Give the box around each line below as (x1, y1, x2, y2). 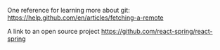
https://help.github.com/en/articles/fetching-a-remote (7, 13, 164, 22)
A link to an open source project (7, 27, 100, 35)
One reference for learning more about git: (7, 6, 130, 14)
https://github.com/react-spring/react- (101, 27, 213, 35)
